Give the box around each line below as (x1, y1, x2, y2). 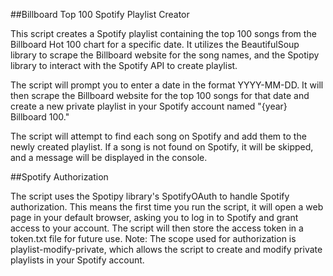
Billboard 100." (10, 111, 70, 123)
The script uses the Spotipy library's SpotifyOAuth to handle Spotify (10, 190, 290, 202)
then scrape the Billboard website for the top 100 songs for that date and (10, 90, 310, 101)
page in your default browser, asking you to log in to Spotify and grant (10, 212, 299, 223)
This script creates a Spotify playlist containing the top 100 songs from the (10, 28, 317, 39)
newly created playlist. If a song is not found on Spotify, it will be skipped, (10, 141, 314, 153)
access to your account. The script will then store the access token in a (10, 222, 304, 234)
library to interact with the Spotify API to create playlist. (10, 60, 238, 71)
